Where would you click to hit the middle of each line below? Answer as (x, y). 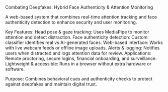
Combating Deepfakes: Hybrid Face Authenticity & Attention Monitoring (79, 7)
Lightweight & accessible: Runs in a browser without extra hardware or (78, 64)
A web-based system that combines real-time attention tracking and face (81, 17)
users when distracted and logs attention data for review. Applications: (78, 53)
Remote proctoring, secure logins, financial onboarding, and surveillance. (81, 58)
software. (15, 69)
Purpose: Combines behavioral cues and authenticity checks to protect (79, 79)
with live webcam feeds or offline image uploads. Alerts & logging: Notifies (82, 48)
